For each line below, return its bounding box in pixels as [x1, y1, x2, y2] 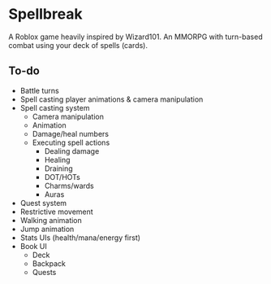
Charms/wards [44, 181, 95, 190]
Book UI [19, 241, 47, 251]
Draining [44, 164, 73, 173]
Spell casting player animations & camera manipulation [19, 94, 204, 104]
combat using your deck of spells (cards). [8, 40, 148, 50]
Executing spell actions [32, 138, 110, 147]
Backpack [32, 258, 67, 269]
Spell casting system [19, 103, 90, 112]
